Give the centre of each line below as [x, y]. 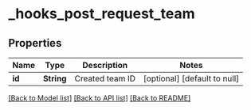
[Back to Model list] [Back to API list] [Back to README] [100, 98]
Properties [35, 43]
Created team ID [105, 78]
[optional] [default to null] [191, 78]
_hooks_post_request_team [102, 14]
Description [105, 65]
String [55, 78]
